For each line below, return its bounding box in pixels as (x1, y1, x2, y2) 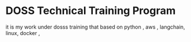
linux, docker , (5, 29, 40, 36)
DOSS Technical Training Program (5, 4, 176, 17)
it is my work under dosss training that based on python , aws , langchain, (5, 23, 186, 30)
